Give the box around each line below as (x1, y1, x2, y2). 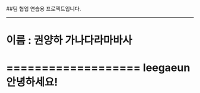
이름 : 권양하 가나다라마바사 (6, 34, 133, 47)
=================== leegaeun (6, 61, 190, 75)
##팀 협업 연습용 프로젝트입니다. (6, 5, 82, 12)
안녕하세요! (6, 76, 58, 89)
